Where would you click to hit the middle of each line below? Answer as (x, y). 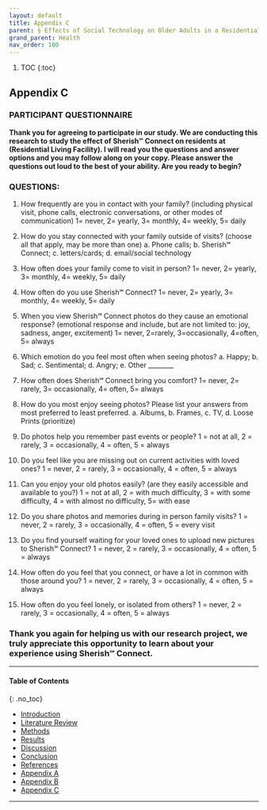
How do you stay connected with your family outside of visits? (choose (136, 236)
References (39, 764)
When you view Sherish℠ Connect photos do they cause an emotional (134, 316)
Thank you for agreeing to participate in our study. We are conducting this (133, 132)
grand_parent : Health (45, 38)
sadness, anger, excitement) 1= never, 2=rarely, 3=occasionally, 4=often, (139, 333)
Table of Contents (39, 681)
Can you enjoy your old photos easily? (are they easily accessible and (134, 484)
